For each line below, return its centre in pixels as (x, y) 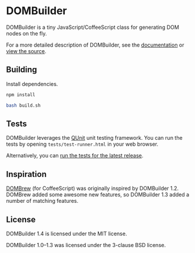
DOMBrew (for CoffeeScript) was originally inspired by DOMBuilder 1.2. (92, 188)
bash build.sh (24, 105)
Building (22, 70)
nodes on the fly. (27, 33)
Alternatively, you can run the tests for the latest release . (75, 156)
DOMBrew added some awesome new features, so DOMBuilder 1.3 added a (98, 195)
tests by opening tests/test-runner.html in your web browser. (82, 144)
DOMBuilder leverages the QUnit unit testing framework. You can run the (94, 138)
